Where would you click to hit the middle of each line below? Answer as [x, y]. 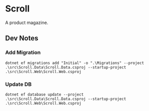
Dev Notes [22, 38]
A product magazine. [27, 22]
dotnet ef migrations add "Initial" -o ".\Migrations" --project [74, 63]
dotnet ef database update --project [44, 94]
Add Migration [23, 52]
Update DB [18, 84]
